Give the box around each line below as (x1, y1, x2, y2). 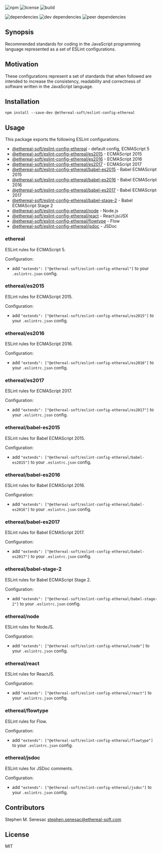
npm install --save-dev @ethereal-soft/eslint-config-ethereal (5, 110, 135, 115)
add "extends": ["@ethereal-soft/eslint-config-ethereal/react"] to (12, 690, 152, 696)
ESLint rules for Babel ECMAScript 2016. (5, 483, 86, 488)
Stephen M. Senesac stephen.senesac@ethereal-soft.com (5, 817, 122, 822)
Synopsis (5, 28, 34, 36)
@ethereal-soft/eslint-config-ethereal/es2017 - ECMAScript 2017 (12, 161, 142, 167)
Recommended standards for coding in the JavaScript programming (5, 41, 141, 47)
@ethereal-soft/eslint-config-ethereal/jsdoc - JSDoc (12, 224, 117, 229)
